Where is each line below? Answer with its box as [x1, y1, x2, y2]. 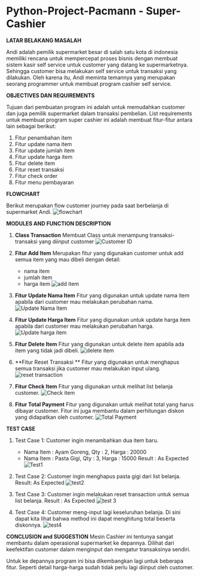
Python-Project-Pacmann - [6, 4, 144, 18]
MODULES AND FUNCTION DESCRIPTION [6, 220, 112, 227]
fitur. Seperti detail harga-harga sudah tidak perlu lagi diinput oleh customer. [6, 563, 194, 570]
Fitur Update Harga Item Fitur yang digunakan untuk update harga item [14, 316, 191, 323]
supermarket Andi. [6, 208, 52, 215]
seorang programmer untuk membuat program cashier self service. [6, 80, 172, 87]
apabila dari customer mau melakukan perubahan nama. [14, 298, 153, 305]
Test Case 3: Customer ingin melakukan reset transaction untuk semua [14, 490, 189, 498]
